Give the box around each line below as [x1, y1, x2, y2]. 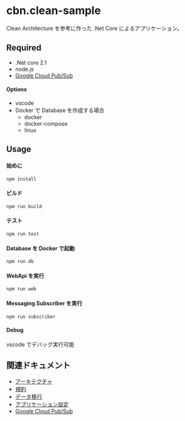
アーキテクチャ [15, 378, 53, 385]
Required [6, 43, 41, 53]
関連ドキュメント [6, 361, 71, 371]
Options [6, 86, 27, 93]
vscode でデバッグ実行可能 [6, 340, 75, 348]
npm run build [6, 203, 43, 209]
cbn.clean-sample [6, 4, 102, 18]
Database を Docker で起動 [6, 245, 75, 252]
